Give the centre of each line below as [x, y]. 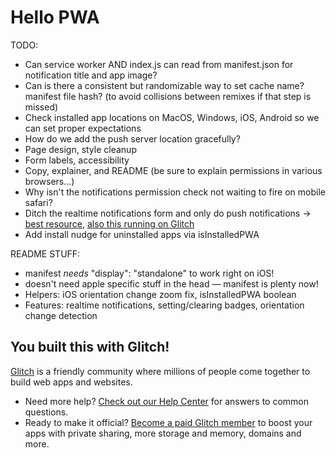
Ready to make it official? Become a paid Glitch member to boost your [168, 422]
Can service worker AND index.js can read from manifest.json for [159, 64]
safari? [38, 202]
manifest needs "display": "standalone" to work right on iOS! [149, 273]
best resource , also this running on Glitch [109, 223]
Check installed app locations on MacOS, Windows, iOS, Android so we [172, 117]
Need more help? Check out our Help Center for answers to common [167, 401]
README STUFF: [45, 253]
